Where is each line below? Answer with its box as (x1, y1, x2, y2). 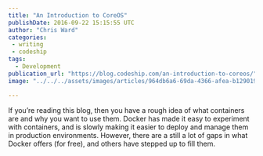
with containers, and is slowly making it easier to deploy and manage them (8, 122, 249, 132)
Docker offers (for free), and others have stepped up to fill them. (8, 139, 216, 148)
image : (8, 77, 30, 85)
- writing (11, 41, 44, 49)
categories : (8, 33, 47, 42)
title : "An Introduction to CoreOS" (8, 11, 128, 20)
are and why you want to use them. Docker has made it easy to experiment (8, 114, 250, 123)
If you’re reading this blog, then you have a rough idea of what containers (8, 105, 245, 114)
